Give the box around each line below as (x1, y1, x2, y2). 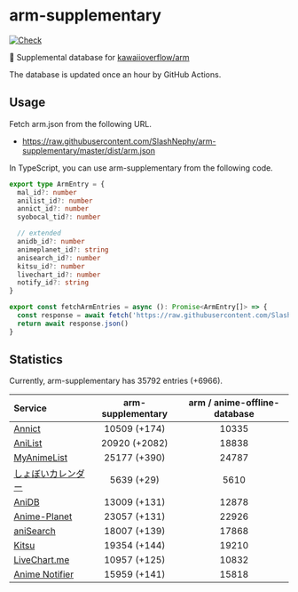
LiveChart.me (13, 554, 70, 566)
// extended (17, 228, 62, 238)
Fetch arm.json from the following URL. (9, 118, 153, 129)
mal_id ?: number (17, 188, 77, 196)
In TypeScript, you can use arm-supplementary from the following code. (9, 162, 273, 173)
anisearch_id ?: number (17, 253, 101, 262)
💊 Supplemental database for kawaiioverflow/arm (9, 52, 190, 62)
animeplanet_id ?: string (17, 245, 109, 254)
